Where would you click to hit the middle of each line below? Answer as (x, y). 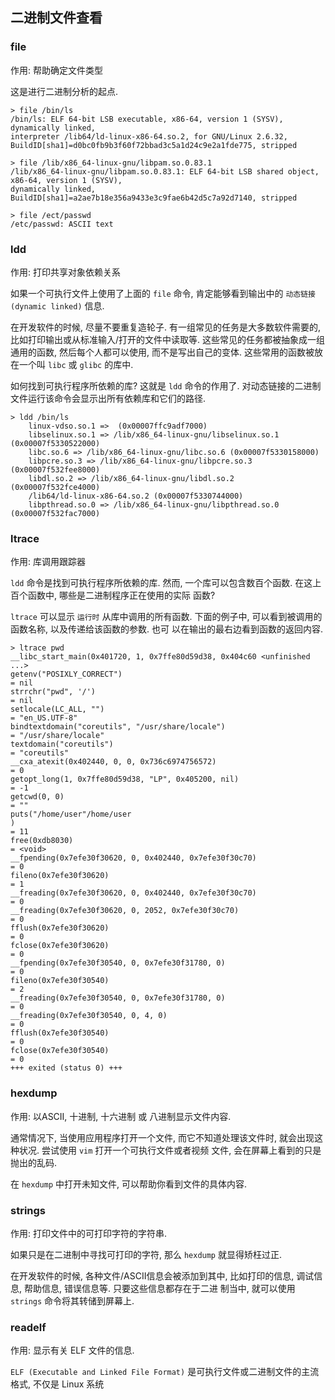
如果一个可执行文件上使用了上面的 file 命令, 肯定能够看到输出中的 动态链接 (163, 293)
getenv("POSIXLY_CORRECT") (66, 674)
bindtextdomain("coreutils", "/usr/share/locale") (118, 727)
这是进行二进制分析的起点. (64, 91)
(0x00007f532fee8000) (55, 469)
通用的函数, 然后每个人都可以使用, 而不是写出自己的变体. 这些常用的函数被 (162, 352)
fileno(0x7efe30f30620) (60, 876)
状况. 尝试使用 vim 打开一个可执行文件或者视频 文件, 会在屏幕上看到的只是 (170, 1150)
